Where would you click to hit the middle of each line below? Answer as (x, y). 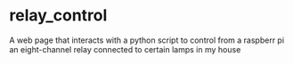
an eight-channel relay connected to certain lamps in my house (125, 49)
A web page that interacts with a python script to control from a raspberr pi (147, 40)
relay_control (58, 16)
